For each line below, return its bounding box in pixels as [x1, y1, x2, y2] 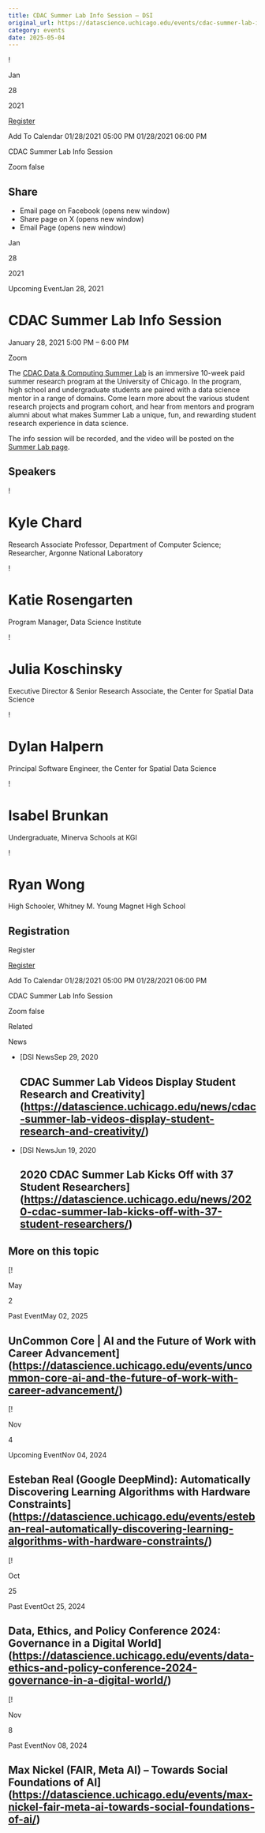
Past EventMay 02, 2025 [8, 1311, 88, 1321]
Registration [8, 924, 70, 937]
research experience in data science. [8, 419, 129, 428]
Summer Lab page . [8, 443, 70, 451]
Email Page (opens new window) [19, 223, 126, 233]
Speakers [8, 465, 57, 478]
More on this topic [8, 1244, 99, 1258]
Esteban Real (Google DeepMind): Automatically [8, 1473, 251, 1487]
